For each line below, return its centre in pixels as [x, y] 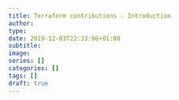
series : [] [27, 61]
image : [19, 53]
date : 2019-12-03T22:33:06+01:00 [65, 38]
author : [21, 23]
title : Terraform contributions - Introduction [90, 16]
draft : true [28, 83]
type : [17, 31]
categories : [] [34, 69]
